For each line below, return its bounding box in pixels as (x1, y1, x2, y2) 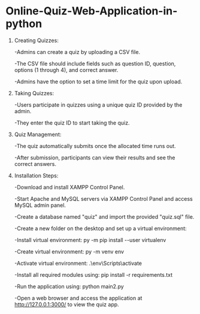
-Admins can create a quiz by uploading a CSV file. (14, 48, 141, 55)
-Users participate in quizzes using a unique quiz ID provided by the (14, 101, 183, 108)
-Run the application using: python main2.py (14, 283, 124, 290)
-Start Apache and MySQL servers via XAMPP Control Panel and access (14, 195, 193, 202)
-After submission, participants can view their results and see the (14, 154, 175, 161)
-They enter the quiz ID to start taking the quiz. (14, 119, 130, 126)
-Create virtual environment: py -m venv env (14, 247, 124, 255)
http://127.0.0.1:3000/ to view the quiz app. (14, 301, 119, 308)
